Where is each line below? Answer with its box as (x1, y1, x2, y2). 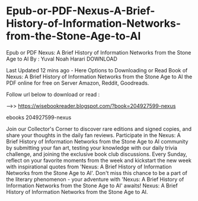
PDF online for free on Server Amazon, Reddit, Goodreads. (6, 79, 149, 87)
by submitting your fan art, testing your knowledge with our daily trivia (6, 144, 178, 151)
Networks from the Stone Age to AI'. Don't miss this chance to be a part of (6, 169, 188, 176)
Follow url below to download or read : (6, 91, 100, 98)
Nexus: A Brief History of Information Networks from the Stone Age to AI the (6, 73, 193, 80)
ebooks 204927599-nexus (6, 114, 72, 121)
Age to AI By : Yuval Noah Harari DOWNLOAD (6, 55, 117, 62)
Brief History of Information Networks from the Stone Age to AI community (6, 138, 189, 145)
